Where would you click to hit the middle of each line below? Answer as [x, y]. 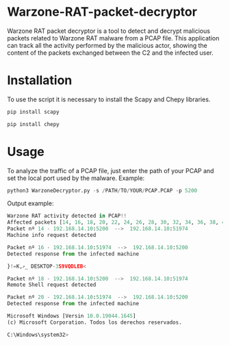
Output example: [30, 203]
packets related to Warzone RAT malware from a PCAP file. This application [113, 38]
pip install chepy [33, 124]
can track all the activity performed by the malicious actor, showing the [107, 45]
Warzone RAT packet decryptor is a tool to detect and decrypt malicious [109, 31]
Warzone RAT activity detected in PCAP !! [67, 216]
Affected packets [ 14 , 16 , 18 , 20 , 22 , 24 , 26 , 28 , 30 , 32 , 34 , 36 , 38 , [113, 222]
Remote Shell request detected [52, 285]
